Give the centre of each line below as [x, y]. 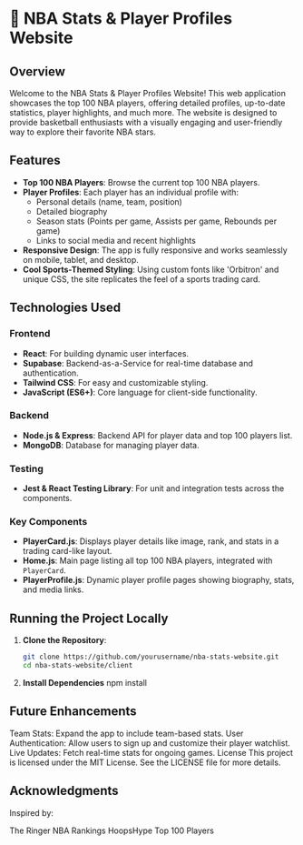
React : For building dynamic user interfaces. [105, 353]
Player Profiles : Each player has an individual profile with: [130, 192]
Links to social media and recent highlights [116, 240]
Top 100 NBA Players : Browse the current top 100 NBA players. [141, 182]
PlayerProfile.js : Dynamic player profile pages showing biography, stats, [158, 580]
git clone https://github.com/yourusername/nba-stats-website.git [151, 657]
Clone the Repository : [64, 640]
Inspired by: [32, 812]
